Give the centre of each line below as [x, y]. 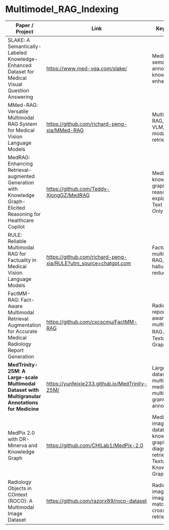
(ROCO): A [20, 501]
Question [18, 90]
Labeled [17, 52]
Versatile [18, 111]
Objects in [20, 488]
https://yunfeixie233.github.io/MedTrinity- [97, 383]
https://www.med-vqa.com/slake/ [87, 68]
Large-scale [23, 377]
